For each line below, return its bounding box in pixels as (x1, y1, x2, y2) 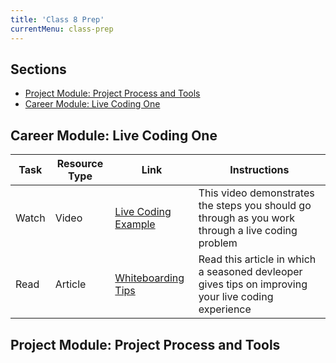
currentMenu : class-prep (10, 24, 114, 34)
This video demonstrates (198, 186, 315, 200)
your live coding (198, 290, 274, 304)
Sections (10, 61, 67, 78)
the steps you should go (198, 199, 312, 213)
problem (198, 236, 238, 250)
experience (198, 302, 252, 316)
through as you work (198, 211, 295, 225)
